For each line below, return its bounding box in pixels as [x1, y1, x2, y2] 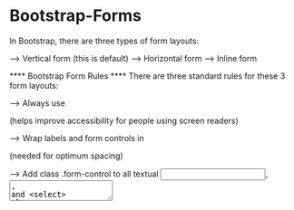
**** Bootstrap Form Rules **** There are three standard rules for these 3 [9, 70, 286, 81]
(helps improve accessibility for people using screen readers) [9, 115, 239, 126]
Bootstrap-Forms [9, 5, 142, 26]
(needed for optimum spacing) [9, 150, 124, 161]
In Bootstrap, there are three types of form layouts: [9, 35, 200, 46]
